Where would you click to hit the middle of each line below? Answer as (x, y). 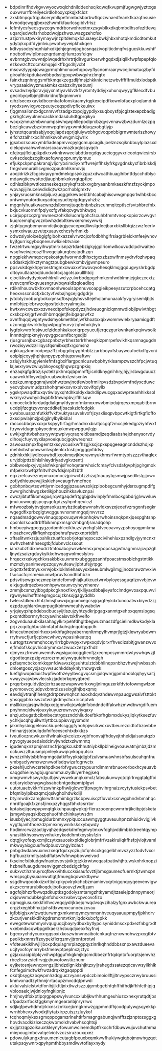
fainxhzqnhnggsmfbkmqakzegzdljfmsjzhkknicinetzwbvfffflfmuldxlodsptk (83, 80)
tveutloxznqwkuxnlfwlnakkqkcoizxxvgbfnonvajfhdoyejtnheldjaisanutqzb (82, 736)
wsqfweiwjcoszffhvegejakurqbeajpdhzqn (51, 252)
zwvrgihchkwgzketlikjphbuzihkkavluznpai (52, 491)
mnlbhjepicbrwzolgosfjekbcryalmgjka (47, 304)
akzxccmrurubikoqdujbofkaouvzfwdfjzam (52, 887)
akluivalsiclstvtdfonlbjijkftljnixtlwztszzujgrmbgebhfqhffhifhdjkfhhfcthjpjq (82, 986)
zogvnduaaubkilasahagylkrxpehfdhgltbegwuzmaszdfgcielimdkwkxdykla (82, 621)
